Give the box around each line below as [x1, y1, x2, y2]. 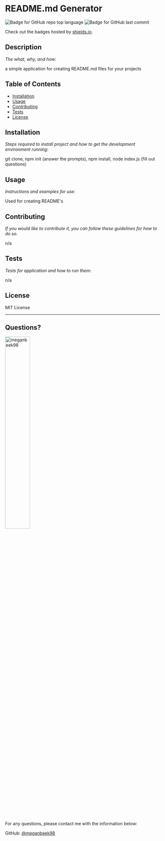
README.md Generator [5, 3, 103, 14]
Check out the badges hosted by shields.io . [5, 29, 93, 34]
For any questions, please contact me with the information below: [5, 821, 137, 827]
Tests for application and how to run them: [5, 267, 92, 273]
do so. [5, 231, 18, 236]
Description [5, 43, 42, 52]
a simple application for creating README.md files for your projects [5, 65, 141, 71]
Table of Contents [5, 80, 61, 89]
